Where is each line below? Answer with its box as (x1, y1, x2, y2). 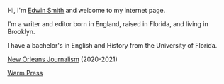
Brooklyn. (7, 28, 35, 36)
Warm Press (7, 69, 43, 77)
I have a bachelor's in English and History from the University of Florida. (7, 41, 218, 49)
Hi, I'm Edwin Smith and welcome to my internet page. (7, 6, 166, 14)
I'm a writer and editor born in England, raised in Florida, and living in (7, 20, 209, 28)
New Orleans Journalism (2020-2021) (7, 55, 118, 63)
